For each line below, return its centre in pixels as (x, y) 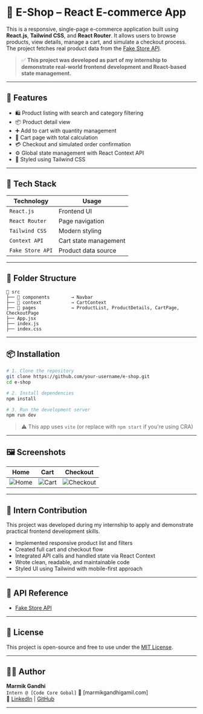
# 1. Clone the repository (40, 371)
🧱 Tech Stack (31, 184)
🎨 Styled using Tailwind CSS (50, 159)
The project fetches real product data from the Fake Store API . (84, 48)
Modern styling (80, 231)
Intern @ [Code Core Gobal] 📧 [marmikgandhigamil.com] (77, 693)
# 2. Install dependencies (40, 393)
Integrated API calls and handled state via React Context (85, 556)
